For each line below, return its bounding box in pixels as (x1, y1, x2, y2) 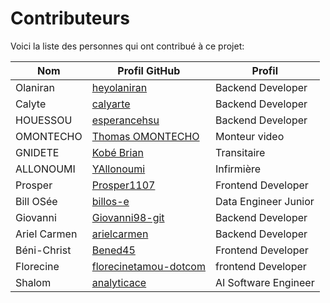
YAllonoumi (91, 162, 146, 176)
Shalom (15, 275, 52, 289)
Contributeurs (10, 7, 130, 30)
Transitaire (214, 145, 266, 159)
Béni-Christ (15, 243, 72, 257)
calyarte (91, 97, 131, 111)
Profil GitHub (117, 63, 181, 77)
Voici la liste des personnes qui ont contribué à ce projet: (10, 40, 245, 52)
